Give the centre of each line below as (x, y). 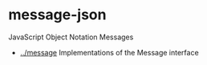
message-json (57, 15)
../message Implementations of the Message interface (109, 52)
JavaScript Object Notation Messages (71, 37)
